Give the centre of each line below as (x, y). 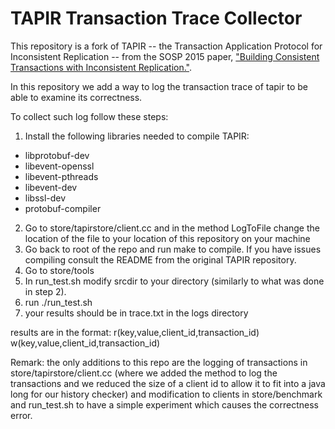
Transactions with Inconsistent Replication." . (101, 67)
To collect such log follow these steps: (89, 116)
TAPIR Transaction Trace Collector (156, 18)
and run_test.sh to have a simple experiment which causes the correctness (164, 404)
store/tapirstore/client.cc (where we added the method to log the (144, 373)
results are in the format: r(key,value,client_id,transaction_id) (135, 332)
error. (21, 415)
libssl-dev (45, 198)
